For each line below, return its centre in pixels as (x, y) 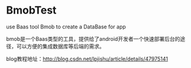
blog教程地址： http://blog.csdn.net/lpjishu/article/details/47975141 (87, 59)
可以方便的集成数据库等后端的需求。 (60, 46)
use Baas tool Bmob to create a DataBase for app (66, 27)
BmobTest (31, 10)
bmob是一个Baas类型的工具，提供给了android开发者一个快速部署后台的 (93, 38)
